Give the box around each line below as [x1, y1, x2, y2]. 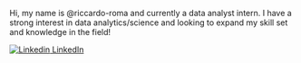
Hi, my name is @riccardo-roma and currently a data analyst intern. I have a [9, 8, 292, 18]
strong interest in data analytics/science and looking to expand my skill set [9, 17, 288, 28]
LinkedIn [52, 44, 84, 55]
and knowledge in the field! [9, 27, 112, 37]
